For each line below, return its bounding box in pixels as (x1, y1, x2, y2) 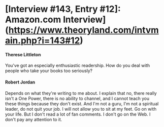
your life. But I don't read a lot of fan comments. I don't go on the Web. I (5, 111, 151, 117)
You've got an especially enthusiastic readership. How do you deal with (5, 63, 150, 69)
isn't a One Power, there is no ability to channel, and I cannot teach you (5, 95, 149, 101)
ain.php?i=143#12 (5, 35, 80, 46)
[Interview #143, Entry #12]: (5, 3, 121, 15)
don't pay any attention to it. (5, 116, 63, 122)
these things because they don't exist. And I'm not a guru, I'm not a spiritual (5, 100, 159, 107)
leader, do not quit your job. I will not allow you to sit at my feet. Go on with (5, 106, 157, 112)
